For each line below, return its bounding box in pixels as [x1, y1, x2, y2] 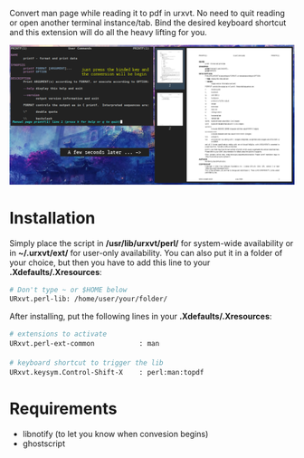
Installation [9, 207, 96, 228]
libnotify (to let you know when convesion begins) [22, 428, 209, 439]
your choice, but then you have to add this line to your [9, 257, 211, 268]
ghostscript [22, 438, 66, 449]
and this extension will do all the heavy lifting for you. [9, 27, 208, 37]
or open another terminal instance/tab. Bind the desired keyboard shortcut [9, 17, 287, 28]
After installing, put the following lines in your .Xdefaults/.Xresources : [9, 311, 272, 322]
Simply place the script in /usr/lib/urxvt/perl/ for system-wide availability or [9, 237, 294, 248]
